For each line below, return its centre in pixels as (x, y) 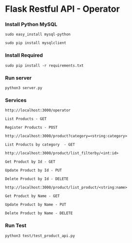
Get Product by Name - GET (32, 196)
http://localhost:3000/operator (38, 110)
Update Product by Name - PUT (36, 205)
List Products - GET (26, 119)
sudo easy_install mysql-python (38, 35)
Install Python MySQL (31, 24)
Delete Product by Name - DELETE (39, 213)
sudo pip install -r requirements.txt (44, 65)
